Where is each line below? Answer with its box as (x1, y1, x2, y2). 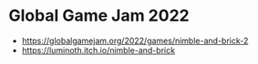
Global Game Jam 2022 (8, 5, 190, 26)
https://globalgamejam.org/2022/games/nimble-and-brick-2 (21, 35, 249, 46)
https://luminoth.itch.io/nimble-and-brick (21, 44, 175, 55)
